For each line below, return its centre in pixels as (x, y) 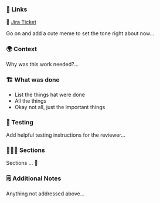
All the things (30, 101)
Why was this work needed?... (42, 64)
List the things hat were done (50, 94)
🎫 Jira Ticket (21, 22)
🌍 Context (21, 49)
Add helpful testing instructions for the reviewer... (66, 135)
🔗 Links (17, 9)
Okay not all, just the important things (60, 107)
